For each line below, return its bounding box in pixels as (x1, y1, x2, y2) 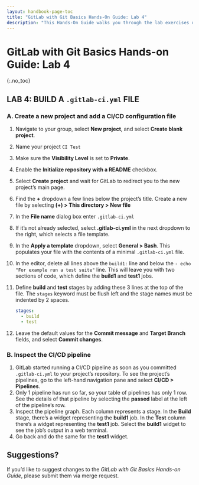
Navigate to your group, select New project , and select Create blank (15, 125, 183, 132)
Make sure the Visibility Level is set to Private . (15, 155, 130, 161)
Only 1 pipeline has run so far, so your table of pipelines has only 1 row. (15, 389, 188, 396)
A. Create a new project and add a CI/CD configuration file (6, 112, 177, 120)
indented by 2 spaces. (15, 297, 70, 303)
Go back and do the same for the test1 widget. (15, 432, 129, 440)
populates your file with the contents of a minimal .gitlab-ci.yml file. (15, 249, 185, 255)
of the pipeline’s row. (15, 401, 66, 408)
